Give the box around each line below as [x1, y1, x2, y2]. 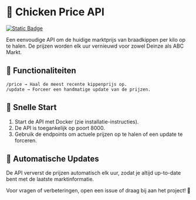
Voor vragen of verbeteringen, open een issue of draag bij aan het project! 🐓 [6, 187, 191, 194]
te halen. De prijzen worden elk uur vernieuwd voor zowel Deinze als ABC [6, 42, 184, 49]
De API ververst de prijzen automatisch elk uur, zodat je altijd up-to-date [6, 169, 181, 176]
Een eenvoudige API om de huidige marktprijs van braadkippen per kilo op [6, 36, 186, 43]
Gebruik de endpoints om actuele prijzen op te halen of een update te [14, 131, 183, 138]
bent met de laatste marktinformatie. [6, 176, 94, 183]
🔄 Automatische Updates [6, 154, 100, 164]
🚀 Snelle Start [6, 102, 57, 112]
